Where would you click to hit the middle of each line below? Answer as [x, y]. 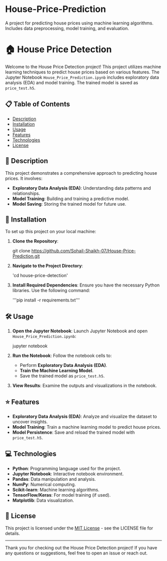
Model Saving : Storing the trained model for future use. [69, 204]
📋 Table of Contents [38, 104]
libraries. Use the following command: [51, 290]
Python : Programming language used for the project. [67, 468]
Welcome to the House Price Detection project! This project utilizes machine [83, 66]
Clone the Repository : [35, 241]
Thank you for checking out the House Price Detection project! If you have [81, 548]
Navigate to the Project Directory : [48, 266]
